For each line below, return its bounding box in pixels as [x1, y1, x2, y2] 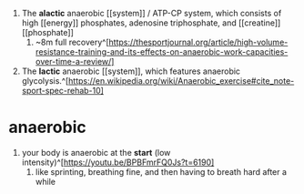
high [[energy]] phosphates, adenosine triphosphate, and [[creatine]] [21, 17, 281, 28]
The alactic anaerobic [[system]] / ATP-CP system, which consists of [21, 8, 282, 18]
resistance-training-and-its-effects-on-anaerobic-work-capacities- [35, 46, 289, 57]
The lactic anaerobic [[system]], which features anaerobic [21, 66, 241, 77]
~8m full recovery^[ [35, 36, 110, 47]
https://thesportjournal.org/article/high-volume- [108, 36, 289, 47]
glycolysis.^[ [21, 76, 69, 86]
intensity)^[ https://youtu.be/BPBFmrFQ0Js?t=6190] [21, 157, 215, 168]
